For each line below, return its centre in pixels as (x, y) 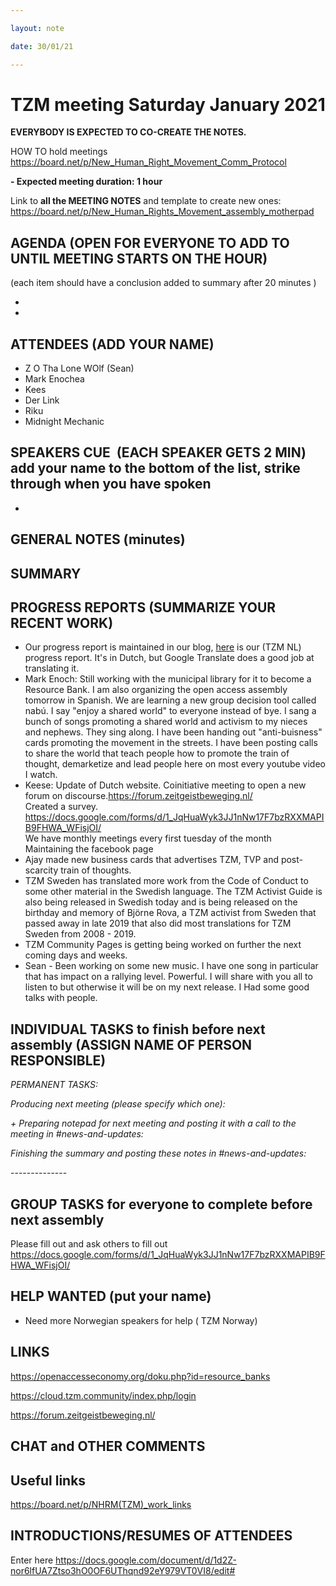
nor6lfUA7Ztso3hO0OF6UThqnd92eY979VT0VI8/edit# (123, 1570)
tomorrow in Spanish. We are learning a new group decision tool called (170, 700)
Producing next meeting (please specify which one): (118, 1104)
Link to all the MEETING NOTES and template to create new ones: (146, 201)
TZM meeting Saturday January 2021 (168, 104)
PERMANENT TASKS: (54, 1085)
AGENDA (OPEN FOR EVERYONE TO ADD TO (150, 242)
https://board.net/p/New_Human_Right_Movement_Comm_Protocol (148, 162)
